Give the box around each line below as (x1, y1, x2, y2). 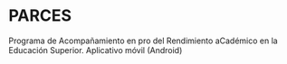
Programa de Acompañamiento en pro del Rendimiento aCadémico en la (8, 35, 278, 46)
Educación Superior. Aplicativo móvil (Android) (8, 44, 183, 55)
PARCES (8, 5, 72, 26)
